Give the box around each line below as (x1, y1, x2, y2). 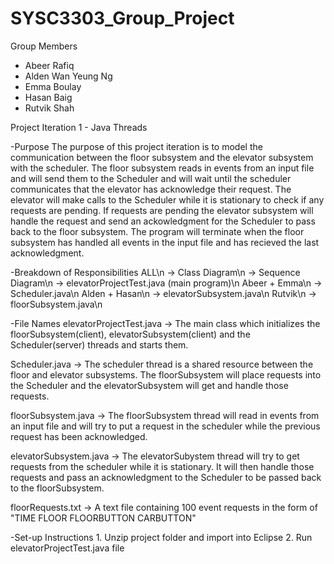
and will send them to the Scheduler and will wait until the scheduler (10, 172, 292, 184)
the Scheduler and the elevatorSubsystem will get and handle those (10, 379, 289, 391)
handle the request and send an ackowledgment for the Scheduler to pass (10, 215, 316, 227)
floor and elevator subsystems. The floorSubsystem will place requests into (10, 368, 322, 381)
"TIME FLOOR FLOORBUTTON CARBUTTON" (10, 512, 197, 524)
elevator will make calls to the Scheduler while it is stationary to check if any (10, 193, 325, 206)
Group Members (10, 40, 78, 52)
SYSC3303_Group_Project (10, 7, 235, 30)
